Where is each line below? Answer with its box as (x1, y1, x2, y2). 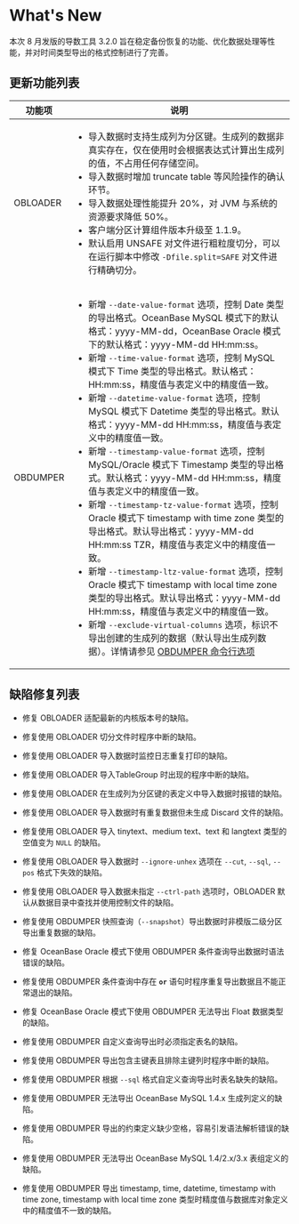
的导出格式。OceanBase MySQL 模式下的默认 (87, 311, 279, 324)
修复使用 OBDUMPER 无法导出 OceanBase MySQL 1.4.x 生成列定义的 (21, 1092, 275, 1103)
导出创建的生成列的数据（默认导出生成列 (87, 632, 258, 644)
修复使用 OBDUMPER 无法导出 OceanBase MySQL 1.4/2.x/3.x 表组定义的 (21, 1153, 289, 1164)
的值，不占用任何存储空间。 (87, 157, 205, 169)
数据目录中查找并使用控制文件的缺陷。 (37, 897, 179, 907)
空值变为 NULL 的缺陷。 (21, 837, 106, 848)
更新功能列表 (9, 76, 80, 91)
